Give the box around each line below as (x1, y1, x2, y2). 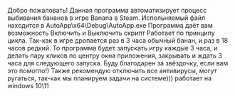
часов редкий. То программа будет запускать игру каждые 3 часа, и (7, 44, 218, 52)
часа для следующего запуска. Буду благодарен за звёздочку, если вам (7, 59, 229, 67)
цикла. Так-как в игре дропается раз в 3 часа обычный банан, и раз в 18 (7, 36, 229, 45)
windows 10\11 (7, 82, 49, 90)
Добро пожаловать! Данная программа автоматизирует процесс (7, 6, 207, 14)
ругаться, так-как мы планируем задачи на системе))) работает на (7, 74, 212, 82)
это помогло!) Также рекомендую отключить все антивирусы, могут (7, 67, 217, 75)
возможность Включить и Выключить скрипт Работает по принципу (7, 28, 215, 37)
